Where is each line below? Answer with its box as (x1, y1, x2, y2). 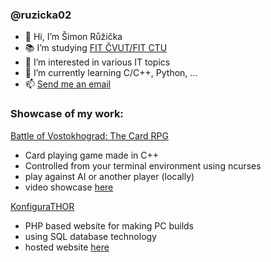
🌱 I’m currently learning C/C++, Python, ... (24, 67, 198, 79)
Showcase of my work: (10, 107, 124, 121)
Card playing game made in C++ (24, 149, 160, 161)
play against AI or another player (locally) (24, 170, 195, 182)
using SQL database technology (24, 230, 157, 242)
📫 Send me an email (24, 78, 112, 90)
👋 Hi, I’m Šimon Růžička (24, 31, 123, 43)
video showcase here (24, 181, 114, 193)
